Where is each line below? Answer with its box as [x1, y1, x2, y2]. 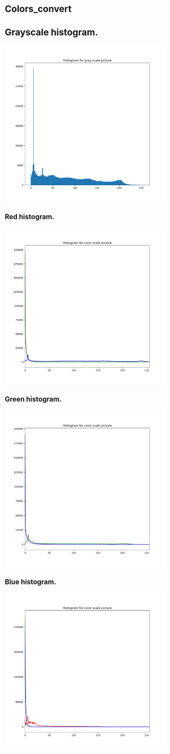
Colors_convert [5, 3, 72, 15]
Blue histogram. [5, 578, 57, 586]
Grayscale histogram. [5, 27, 98, 38]
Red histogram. [5, 212, 55, 221]
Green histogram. [5, 395, 62, 404]
